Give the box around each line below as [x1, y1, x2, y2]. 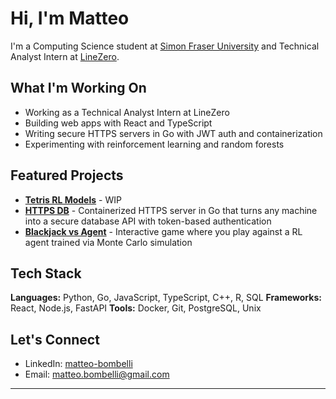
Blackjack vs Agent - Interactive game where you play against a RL [24, 225, 303, 237]
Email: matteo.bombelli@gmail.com [24, 368, 170, 381]
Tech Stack [10, 265, 82, 282]
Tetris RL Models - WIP [24, 193, 122, 206]
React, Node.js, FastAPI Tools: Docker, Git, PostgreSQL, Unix [10, 302, 262, 314]
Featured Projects [10, 167, 124, 184]
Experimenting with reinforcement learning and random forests [24, 138, 285, 150]
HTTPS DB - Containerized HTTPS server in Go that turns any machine [24, 204, 318, 216]
